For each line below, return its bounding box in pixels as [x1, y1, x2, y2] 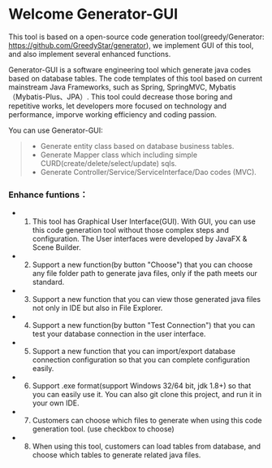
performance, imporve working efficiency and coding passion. [8, 109, 218, 119]
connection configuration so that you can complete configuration [32, 355, 250, 365]
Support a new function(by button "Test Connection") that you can [32, 321, 256, 330]
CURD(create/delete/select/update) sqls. [40, 158, 177, 168]
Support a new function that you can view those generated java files [32, 295, 261, 304]
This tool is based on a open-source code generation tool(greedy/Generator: [8, 32, 265, 42]
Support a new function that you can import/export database [32, 347, 235, 356]
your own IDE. [32, 398, 80, 408]
